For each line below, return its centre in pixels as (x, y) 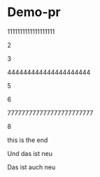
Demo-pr (34, 12)
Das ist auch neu (31, 167)
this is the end (28, 140)
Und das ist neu (30, 153)
